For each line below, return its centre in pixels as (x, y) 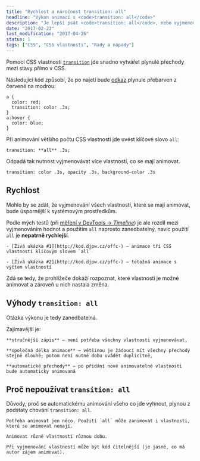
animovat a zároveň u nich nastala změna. (58, 284)
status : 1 (18, 39)
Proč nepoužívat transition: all (68, 389)
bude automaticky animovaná (41, 371)
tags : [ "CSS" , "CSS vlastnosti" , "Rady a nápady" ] (70, 45)
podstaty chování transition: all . (49, 410)
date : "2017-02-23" (30, 28)
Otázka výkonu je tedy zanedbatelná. (52, 317)
